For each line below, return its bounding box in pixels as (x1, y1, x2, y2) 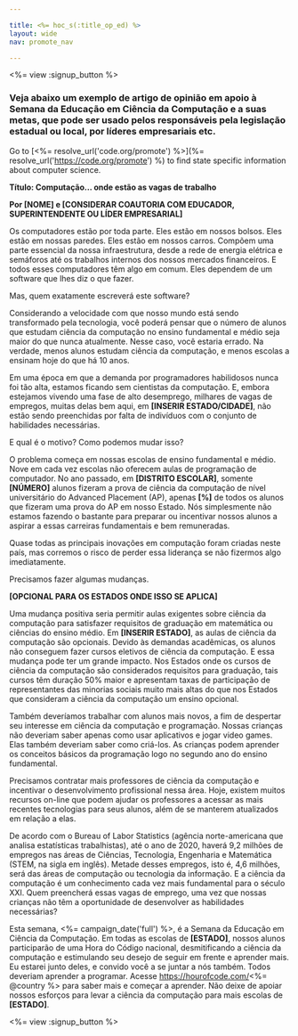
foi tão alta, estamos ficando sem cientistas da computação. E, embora (9, 381, 270, 392)
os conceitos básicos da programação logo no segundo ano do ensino (9, 748, 268, 759)
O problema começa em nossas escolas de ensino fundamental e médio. (9, 453, 277, 464)
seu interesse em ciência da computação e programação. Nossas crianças (9, 720, 283, 730)
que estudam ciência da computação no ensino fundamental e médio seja (9, 326, 280, 337)
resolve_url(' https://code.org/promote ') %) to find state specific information (9, 155, 286, 166)
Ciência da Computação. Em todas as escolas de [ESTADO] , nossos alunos (9, 933, 286, 943)
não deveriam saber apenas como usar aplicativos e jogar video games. (9, 730, 273, 740)
